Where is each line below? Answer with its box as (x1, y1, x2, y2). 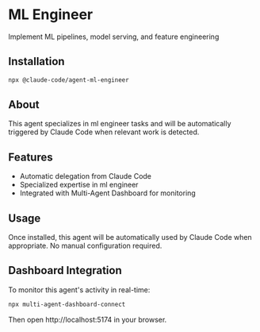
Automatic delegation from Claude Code (19, 172, 152, 181)
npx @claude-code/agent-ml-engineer (8, 75, 129, 84)
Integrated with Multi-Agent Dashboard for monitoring (19, 188, 196, 198)
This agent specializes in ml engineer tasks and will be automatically (8, 119, 231, 129)
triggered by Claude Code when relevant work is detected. (8, 127, 200, 137)
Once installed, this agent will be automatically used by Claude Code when (8, 233, 252, 242)
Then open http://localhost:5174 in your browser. (8, 315, 167, 324)
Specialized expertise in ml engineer (19, 180, 139, 190)
